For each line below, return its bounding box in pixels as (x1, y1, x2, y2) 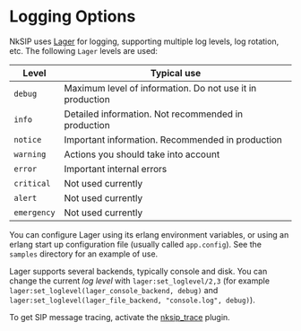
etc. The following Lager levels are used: (9, 45, 159, 56)
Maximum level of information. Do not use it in (64, 82, 257, 94)
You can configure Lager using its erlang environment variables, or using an (9, 229, 289, 240)
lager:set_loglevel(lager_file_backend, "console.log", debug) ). (9, 294, 255, 305)
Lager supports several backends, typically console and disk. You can (9, 266, 268, 276)
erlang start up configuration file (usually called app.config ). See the (9, 239, 262, 249)
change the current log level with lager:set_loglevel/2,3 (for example (9, 275, 271, 286)
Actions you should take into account (64, 148, 220, 161)
